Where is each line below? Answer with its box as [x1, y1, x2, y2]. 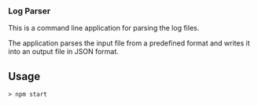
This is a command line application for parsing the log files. [8, 24, 200, 33]
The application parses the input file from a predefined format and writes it [8, 38, 250, 48]
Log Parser [8, 5, 51, 16]
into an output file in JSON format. [8, 47, 120, 57]
